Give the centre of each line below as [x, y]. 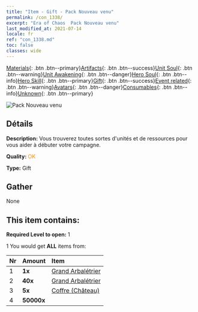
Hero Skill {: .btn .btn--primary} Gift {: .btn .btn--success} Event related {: [105, 80]
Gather [19, 187]
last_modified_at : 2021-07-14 [44, 28]
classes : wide [24, 51]
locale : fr [20, 34]
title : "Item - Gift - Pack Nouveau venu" [60, 12]
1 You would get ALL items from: [46, 246]
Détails [19, 124]
